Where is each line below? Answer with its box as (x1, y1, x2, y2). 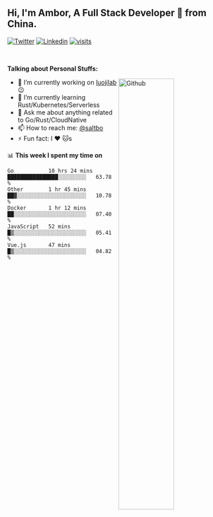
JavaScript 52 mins (7, 223, 71, 230)
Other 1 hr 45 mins (7, 185, 87, 193)
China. (7, 18, 37, 30)
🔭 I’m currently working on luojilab (17, 78, 117, 86)
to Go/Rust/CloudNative (17, 115, 87, 124)
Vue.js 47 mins (7, 241, 71, 248)
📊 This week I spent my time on (7, 151, 103, 159)
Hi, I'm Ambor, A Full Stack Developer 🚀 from (7, 7, 207, 19)
